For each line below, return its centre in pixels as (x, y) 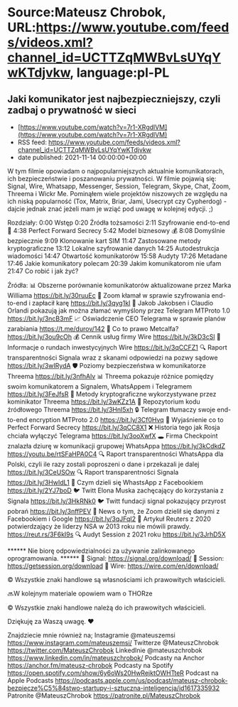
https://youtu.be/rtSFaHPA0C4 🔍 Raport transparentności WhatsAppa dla (115, 454)
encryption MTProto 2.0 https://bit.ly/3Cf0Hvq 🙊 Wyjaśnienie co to (126, 420)
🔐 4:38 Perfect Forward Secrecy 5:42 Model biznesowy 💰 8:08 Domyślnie (117, 231)
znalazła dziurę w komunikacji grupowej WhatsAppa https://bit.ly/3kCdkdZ (117, 446)
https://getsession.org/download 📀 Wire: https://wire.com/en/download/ (113, 566)
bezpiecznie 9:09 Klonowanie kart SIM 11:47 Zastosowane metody (104, 241)
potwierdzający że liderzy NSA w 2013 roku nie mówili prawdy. (99, 526)
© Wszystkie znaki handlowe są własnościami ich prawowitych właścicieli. (117, 579)
